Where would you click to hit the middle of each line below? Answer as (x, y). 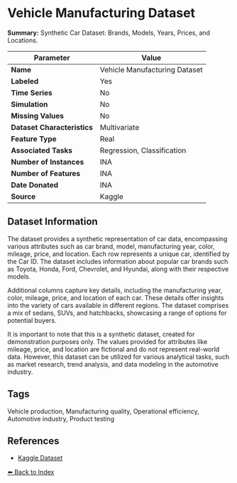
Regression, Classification (143, 150)
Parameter (52, 57)
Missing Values (37, 116)
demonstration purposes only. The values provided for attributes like (108, 341)
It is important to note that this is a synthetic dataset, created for (101, 334)
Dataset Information (53, 222)
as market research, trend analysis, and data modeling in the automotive (113, 364)
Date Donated (35, 184)
